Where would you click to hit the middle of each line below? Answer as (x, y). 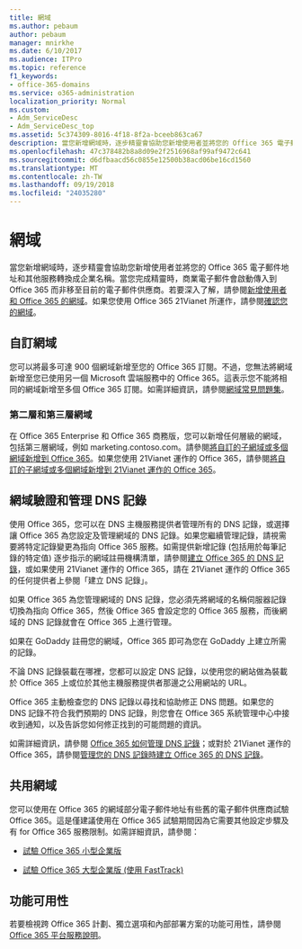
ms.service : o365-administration (72, 93)
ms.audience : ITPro (46, 59)
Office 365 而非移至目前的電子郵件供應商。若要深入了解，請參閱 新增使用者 (148, 290)
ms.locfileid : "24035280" (58, 193)
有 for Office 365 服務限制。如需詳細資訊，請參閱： (104, 831)
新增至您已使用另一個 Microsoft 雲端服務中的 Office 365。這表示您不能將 (144, 378)
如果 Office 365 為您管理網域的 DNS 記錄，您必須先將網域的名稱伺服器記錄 (148, 599)
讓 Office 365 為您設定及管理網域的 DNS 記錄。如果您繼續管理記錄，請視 (144, 535)
